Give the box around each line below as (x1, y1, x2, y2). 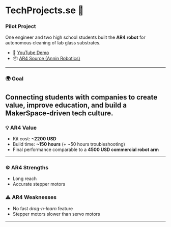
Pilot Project (5, 23, 37, 30)
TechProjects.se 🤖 (5, 5, 84, 16)
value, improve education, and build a (5, 100, 127, 109)
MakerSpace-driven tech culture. (5, 109, 113, 117)
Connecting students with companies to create (5, 93, 158, 102)
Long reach (12, 175, 37, 182)
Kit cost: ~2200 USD (12, 136, 57, 142)
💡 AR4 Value (5, 124, 37, 131)
